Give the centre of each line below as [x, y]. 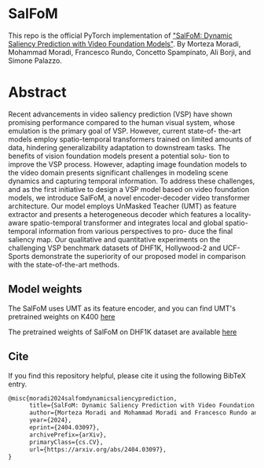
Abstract [37, 92]
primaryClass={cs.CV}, [66, 442]
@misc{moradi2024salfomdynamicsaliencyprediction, [93, 398]
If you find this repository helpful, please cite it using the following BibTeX [127, 375]
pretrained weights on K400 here [62, 316]
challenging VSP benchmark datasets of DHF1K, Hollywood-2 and [115, 248]
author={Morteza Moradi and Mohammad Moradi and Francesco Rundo [138, 413]
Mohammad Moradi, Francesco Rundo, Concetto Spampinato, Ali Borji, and [130, 52]
